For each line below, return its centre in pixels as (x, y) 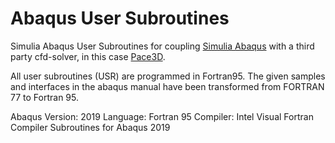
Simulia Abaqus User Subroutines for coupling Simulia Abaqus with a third (162, 46)
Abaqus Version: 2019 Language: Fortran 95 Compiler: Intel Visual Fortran (162, 116)
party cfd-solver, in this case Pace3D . (88, 56)
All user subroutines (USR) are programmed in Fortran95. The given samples (168, 76)
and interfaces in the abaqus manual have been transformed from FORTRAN (167, 86)
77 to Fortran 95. (44, 97)
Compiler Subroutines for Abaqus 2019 (90, 127)
